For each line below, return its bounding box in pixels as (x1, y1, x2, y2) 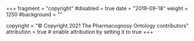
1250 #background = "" (6, 11, 63, 18)
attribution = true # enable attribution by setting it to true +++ (6, 28, 154, 35)
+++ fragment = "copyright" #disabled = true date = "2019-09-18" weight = (6, 5, 188, 12)
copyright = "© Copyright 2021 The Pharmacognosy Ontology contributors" (6, 23, 189, 29)
